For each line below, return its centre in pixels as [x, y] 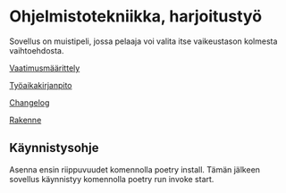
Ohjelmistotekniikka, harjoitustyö [135, 17]
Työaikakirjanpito [41, 85]
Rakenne [25, 120]
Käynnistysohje [54, 148]
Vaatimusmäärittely [45, 68]
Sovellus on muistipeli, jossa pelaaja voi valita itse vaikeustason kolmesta [143, 41]
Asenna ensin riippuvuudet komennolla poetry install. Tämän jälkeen [135, 169]
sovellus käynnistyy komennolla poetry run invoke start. [112, 179]
